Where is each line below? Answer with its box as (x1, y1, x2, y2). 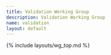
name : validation (6, 20, 50, 26)
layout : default (6, 25, 47, 32)
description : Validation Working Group (6, 14, 106, 20)
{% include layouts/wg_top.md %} (6, 42, 90, 49)
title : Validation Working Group (6, 8, 90, 15)
